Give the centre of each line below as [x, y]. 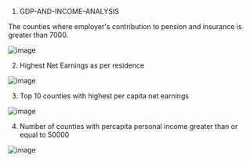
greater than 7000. [38, 35]
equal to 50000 [44, 134]
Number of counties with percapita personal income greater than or [129, 126]
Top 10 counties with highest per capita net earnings [104, 96]
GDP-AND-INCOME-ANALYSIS [69, 11]
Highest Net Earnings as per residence [82, 65]
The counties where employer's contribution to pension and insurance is [125, 26]
